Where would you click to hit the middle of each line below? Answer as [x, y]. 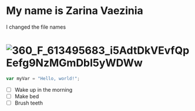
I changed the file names [36, 27]
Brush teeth [28, 103]
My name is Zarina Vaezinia [75, 11]
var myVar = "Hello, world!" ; [43, 78]
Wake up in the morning [43, 89]
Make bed [27, 96]
